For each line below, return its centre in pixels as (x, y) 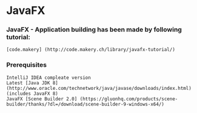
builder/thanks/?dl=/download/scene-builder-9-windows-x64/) (85, 104)
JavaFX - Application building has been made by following (94, 30)
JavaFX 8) (46, 94)
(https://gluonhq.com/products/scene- (129, 99)
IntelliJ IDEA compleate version (49, 77)
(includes (19, 94)
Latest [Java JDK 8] (33, 83)
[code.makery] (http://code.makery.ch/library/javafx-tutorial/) (91, 50)
